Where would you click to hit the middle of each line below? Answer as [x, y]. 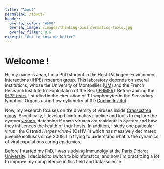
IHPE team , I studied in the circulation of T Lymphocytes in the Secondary [79, 96]
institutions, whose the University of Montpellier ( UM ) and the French [75, 85]
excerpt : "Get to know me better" [40, 37]
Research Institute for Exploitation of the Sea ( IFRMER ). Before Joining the [80, 90]
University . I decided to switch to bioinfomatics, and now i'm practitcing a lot [82, 156]
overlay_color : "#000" [33, 23]
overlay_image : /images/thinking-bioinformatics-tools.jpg [71, 28]
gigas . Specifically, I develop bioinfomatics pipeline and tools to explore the [81, 115]
